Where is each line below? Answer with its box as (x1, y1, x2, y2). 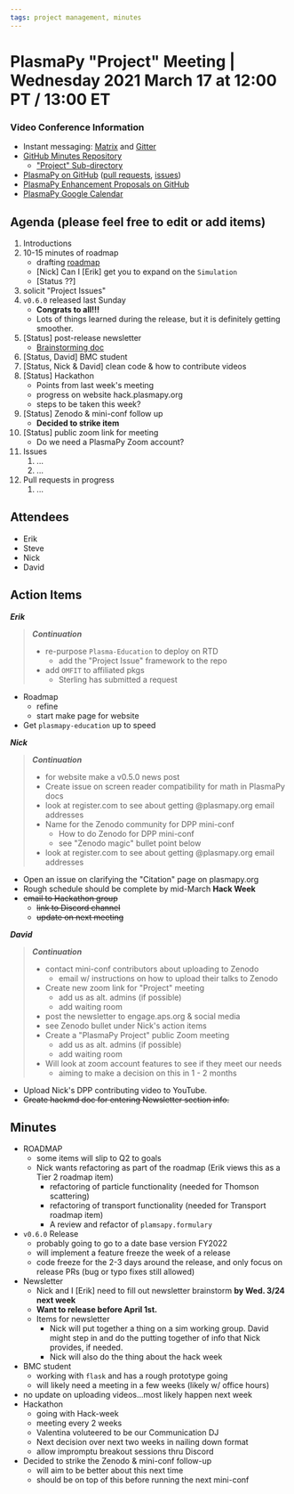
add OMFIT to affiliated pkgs (44, 664, 145, 675)
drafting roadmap (36, 256, 100, 267)
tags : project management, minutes (10, 12, 142, 22)
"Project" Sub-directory (36, 160, 123, 171)
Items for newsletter (36, 1314, 110, 1325)
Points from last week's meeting (36, 379, 155, 390)
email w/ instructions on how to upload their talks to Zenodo (58, 972, 279, 984)
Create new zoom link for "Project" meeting (44, 982, 205, 993)
